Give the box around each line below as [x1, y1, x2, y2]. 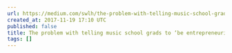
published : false [7, 23, 57, 30]
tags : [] [7, 36, 32, 43]
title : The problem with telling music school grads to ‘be [7, 29, 184, 36]
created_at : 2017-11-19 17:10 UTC [7, 17, 107, 23]
